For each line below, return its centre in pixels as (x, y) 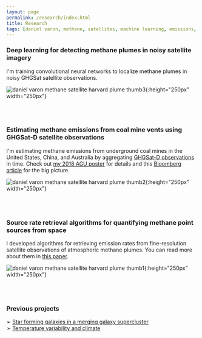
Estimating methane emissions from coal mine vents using (94, 130)
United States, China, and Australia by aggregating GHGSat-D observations (100, 157)
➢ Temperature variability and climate (53, 328)
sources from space (36, 230)
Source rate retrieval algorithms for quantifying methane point (100, 222)
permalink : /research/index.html (49, 18)
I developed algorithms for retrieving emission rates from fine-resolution (96, 244)
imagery (19, 58)
